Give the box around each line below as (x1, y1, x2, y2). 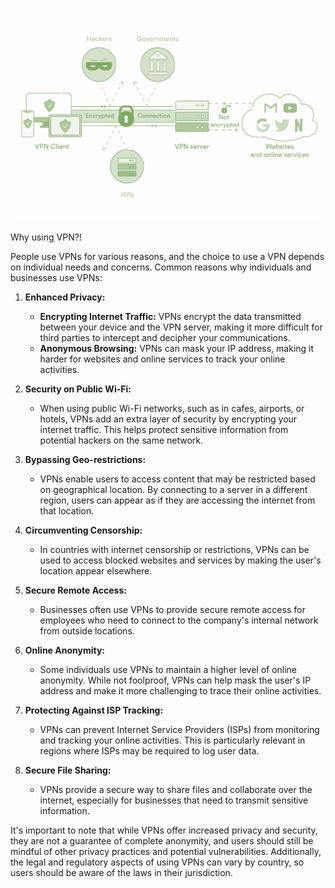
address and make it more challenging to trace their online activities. (39, 685, 322, 697)
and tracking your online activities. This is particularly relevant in (39, 734, 306, 747)
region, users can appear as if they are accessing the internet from (39, 494, 316, 507)
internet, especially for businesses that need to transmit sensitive (39, 794, 309, 807)
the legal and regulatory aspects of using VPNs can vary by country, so (10, 856, 305, 868)
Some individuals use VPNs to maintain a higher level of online (39, 664, 298, 676)
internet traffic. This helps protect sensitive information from (39, 424, 289, 436)
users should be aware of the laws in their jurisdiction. (10, 867, 233, 879)
